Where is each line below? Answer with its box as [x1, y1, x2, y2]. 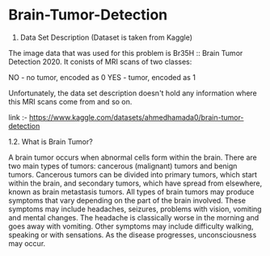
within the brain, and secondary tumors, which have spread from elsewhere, [8, 178, 263, 188]
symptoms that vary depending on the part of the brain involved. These [8, 195, 247, 205]
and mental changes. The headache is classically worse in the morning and [8, 212, 259, 222]
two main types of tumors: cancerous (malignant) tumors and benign [8, 160, 238, 171]
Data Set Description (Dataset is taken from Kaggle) [19, 32, 192, 42]
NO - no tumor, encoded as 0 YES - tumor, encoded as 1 [8, 72, 196, 82]
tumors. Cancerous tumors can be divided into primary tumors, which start [8, 169, 257, 179]
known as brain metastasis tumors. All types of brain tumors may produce [8, 186, 255, 196]
